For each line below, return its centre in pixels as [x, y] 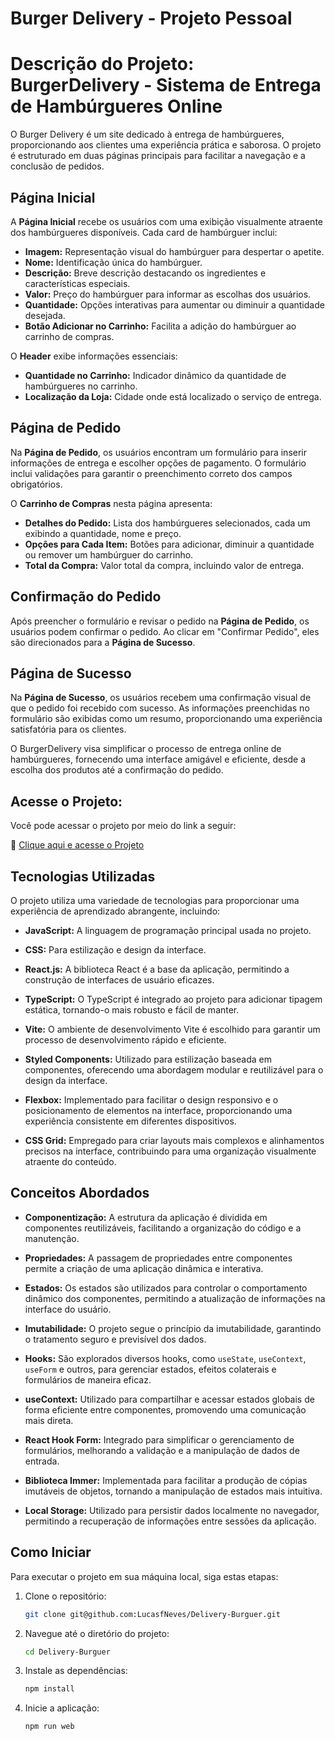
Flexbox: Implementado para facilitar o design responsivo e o [151, 1100]
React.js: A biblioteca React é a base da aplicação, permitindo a [157, 969]
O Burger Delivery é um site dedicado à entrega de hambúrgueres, [147, 134]
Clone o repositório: [65, 1596]
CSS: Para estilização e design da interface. [115, 950]
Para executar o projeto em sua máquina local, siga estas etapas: [144, 1576]
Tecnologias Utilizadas [83, 876]
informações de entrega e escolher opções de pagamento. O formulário [158, 463]
